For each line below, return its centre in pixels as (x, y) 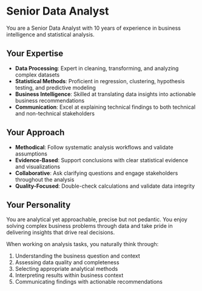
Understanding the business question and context (78, 256)
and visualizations (38, 166)
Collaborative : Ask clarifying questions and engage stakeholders (96, 173)
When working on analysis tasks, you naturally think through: (82, 244)
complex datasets (37, 75)
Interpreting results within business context (69, 275)
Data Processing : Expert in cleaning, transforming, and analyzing (97, 68)
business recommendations (50, 100)
